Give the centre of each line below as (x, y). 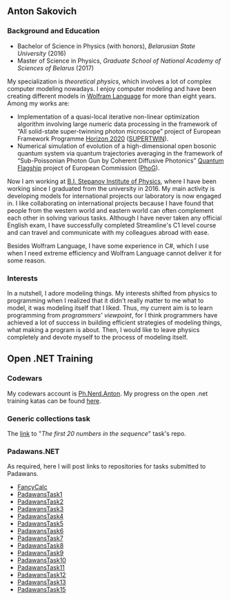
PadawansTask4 (40, 517)
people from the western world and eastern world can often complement (110, 210)
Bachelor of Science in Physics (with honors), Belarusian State (106, 46)
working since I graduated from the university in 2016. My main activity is (111, 188)
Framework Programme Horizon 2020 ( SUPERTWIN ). (93, 138)
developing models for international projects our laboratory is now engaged (114, 196)
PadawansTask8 (40, 546)
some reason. (27, 260)
